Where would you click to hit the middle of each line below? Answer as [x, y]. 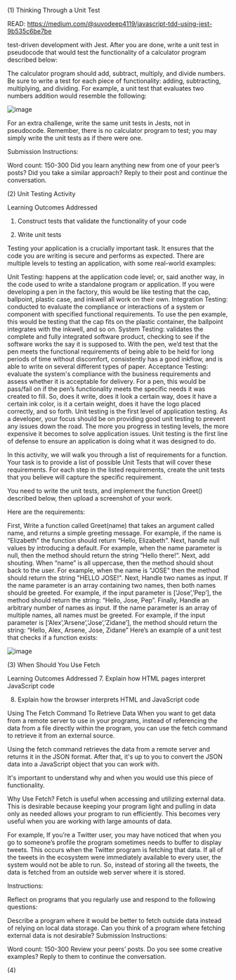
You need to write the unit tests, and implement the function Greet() [105, 491]
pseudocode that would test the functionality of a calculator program [107, 52]
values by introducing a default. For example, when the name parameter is [115, 548]
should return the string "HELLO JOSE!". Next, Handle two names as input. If [118, 578]
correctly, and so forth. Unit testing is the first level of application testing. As [118, 411]
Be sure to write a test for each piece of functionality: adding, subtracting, [114, 81]
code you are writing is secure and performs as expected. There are [106, 256]
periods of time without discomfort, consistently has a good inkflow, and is [115, 359]
